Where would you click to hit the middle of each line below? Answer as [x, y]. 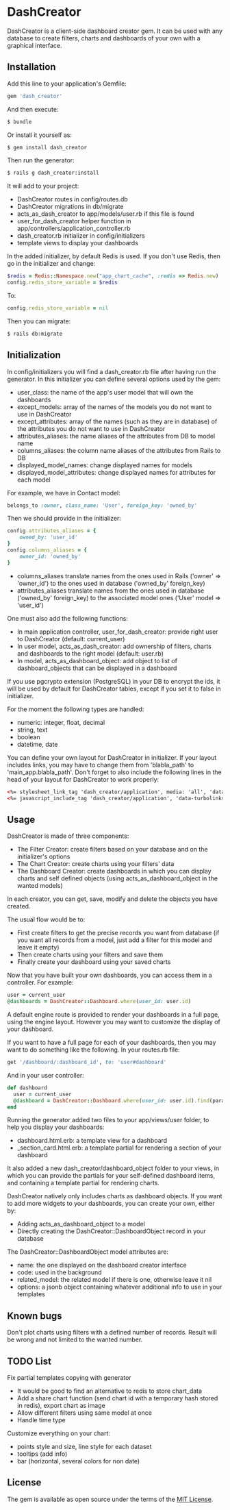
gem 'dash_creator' [35, 96]
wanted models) [40, 886]
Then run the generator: [41, 160]
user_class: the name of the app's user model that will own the [105, 392]
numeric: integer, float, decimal [61, 722]
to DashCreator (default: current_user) [71, 639]
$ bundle [20, 122]
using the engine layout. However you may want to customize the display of [114, 1022]
